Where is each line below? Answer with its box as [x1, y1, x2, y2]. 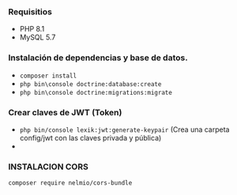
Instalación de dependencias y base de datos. [8, 52, 188, 63]
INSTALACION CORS [8, 161, 88, 172]
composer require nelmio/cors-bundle [8, 179, 133, 187]
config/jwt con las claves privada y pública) [19, 133, 162, 142]
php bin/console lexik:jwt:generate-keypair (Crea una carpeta [19, 125, 230, 134]
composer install [19, 72, 77, 80]
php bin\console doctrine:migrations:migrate [19, 88, 172, 96]
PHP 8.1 [19, 24, 45, 34]
